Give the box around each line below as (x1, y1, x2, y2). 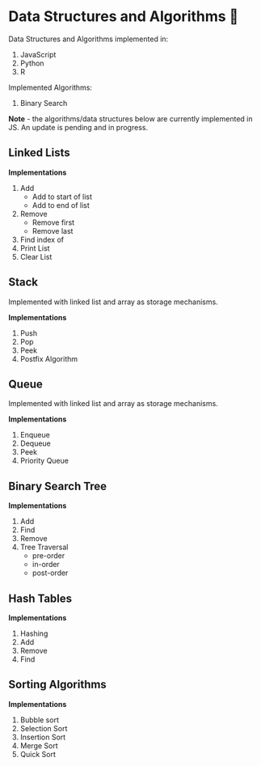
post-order (32, 568, 69, 578)
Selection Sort (19, 723, 68, 733)
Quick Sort (19, 749, 57, 759)
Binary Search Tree (8, 479, 107, 493)
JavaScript (19, 49, 57, 59)
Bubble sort (19, 715, 59, 725)
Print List (19, 243, 50, 253)
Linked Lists (8, 146, 70, 160)
